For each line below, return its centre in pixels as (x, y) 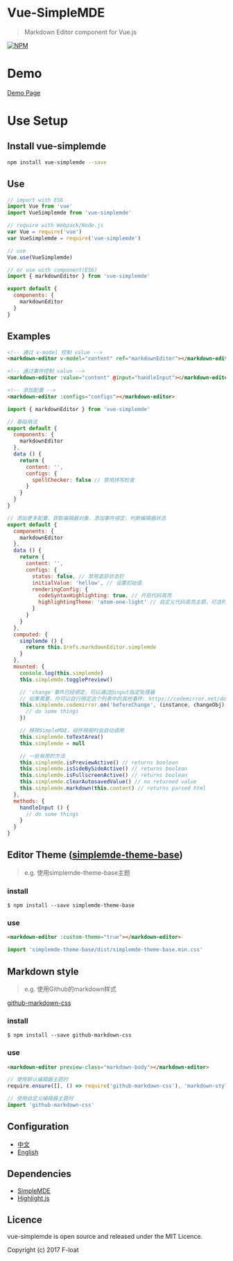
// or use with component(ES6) (52, 270)
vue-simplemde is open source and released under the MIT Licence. (105, 1237)
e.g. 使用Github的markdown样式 (70, 989)
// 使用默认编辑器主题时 (38, 1080)
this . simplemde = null (52, 743)
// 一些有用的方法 (43, 756)
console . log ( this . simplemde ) (62, 673)
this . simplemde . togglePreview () (66, 679)
